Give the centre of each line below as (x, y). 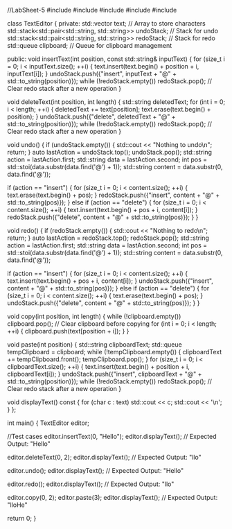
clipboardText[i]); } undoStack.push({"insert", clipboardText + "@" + (105, 374)
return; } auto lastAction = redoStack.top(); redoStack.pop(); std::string (108, 238)
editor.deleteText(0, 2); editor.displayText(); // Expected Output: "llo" (105, 457)
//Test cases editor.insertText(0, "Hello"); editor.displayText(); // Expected (112, 436)
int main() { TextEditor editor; (48, 423)
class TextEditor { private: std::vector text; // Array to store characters (106, 23)
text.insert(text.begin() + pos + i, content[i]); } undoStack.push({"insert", (110, 281)
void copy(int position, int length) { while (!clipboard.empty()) (94, 316)
